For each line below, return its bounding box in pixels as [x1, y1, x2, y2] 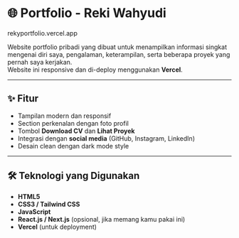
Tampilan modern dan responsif [17, 112, 112, 120]
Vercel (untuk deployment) [17, 222, 97, 231]
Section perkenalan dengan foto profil [17, 119, 129, 127]
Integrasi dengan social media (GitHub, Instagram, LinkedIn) [17, 134, 196, 143]
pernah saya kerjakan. [7, 58, 73, 66]
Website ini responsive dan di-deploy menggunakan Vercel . [7, 65, 183, 74]
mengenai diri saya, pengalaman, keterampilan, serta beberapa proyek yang [7, 50, 230, 58]
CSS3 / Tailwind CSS [17, 200, 80, 208]
